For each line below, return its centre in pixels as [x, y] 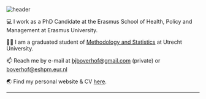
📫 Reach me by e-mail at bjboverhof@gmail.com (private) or [83, 60]
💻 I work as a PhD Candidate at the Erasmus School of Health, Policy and [99, 22]
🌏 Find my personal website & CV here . [57, 81]
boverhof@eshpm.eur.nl [37, 69]
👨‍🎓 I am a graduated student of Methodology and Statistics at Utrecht [94, 42]
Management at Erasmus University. [52, 30]
